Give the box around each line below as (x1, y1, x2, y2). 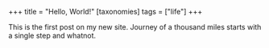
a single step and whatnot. (8, 31, 97, 40)
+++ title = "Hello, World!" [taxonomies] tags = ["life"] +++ (8, 7, 203, 16)
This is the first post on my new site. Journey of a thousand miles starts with (8, 22, 262, 31)
